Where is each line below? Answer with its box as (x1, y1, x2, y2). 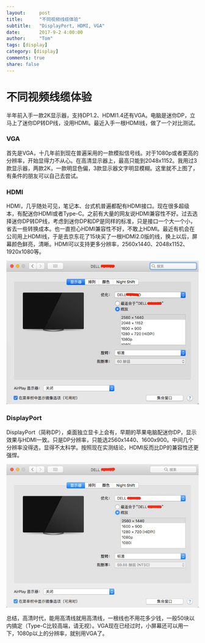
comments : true (6, 55, 45, 61)
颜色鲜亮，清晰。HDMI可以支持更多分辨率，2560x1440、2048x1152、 (11, 241, 189, 248)
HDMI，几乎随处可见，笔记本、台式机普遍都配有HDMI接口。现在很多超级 (6, 202, 190, 210)
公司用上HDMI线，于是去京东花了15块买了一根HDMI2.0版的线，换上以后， (6, 233, 192, 240)
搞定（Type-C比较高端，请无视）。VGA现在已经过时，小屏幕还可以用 (11, 622, 184, 629)
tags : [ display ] (6, 42, 48, 48)
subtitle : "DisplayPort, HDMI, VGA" (6, 23, 105, 29)
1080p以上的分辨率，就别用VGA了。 (16, 630, 108, 637)
